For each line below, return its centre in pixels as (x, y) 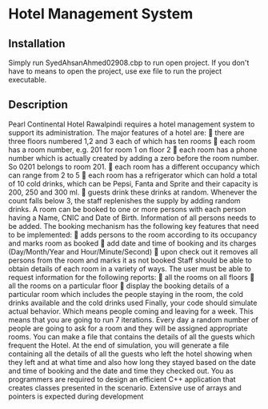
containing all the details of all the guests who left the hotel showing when (130, 354)
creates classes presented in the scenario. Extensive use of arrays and (125, 387)
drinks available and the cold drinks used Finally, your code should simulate (133, 303)
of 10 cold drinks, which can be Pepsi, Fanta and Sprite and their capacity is (133, 183)
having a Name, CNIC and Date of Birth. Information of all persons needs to (132, 218)
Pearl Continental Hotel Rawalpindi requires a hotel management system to (132, 124)
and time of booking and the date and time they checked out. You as (121, 371)
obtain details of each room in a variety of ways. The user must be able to (130, 268)
